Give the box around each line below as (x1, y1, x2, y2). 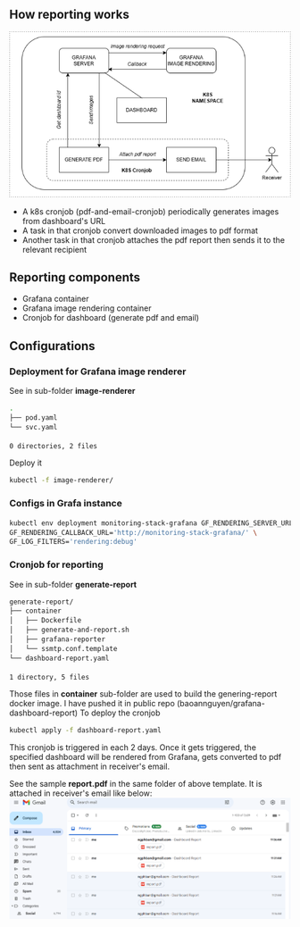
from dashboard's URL (21, 215, 106, 226)
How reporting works (9, 7, 129, 22)
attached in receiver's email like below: (9, 788, 153, 798)
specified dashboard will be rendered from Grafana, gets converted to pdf (9, 752, 282, 763)
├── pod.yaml (9, 413, 58, 422)
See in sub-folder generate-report (9, 579, 137, 589)
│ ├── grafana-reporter (9, 635, 105, 644)
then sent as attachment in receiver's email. (9, 761, 171, 772)
